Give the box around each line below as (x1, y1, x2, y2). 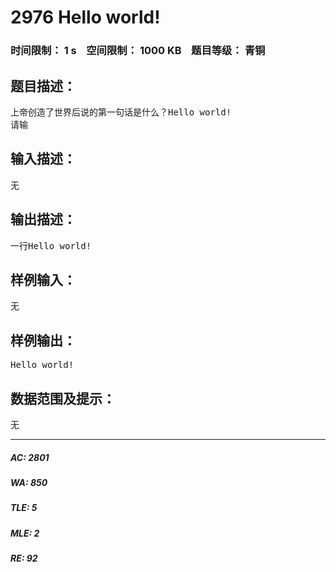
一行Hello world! (10, 240, 92, 251)
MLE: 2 (10, 527, 40, 539)
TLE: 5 (10, 502, 38, 514)
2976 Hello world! (10, 6, 161, 29)
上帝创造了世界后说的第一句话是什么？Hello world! (10, 106, 232, 118)
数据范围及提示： (10, 390, 116, 407)
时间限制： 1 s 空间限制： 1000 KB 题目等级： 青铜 (10, 44, 266, 58)
